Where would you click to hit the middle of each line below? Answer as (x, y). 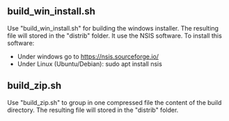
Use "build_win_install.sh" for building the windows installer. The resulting (113, 28)
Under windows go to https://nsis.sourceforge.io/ (88, 56)
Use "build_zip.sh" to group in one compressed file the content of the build (114, 102)
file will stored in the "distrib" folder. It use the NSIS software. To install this (115, 35)
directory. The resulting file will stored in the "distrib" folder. (93, 110)
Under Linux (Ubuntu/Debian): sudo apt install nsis (89, 64)
